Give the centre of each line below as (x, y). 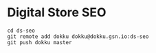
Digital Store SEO (57, 13)
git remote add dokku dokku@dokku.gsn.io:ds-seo (78, 36)
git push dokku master (40, 42)
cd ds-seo (21, 31)
